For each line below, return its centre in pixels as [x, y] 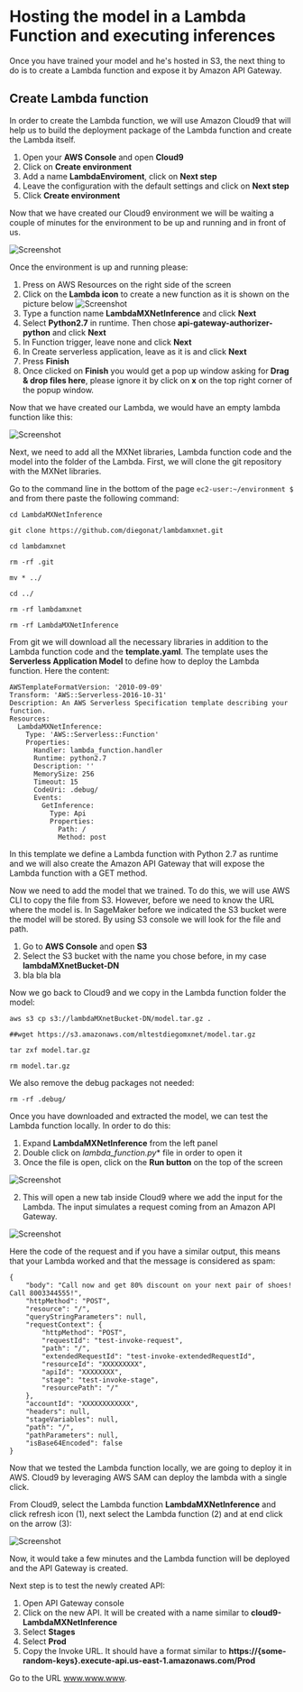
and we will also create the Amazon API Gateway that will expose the [137, 863]
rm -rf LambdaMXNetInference [64, 625]
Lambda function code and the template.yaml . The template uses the [139, 651]
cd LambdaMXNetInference [56, 515]
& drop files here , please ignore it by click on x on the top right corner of [157, 380]
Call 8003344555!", [46, 1293]
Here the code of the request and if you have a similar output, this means [145, 1251]
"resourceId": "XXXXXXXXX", [94, 1364]
